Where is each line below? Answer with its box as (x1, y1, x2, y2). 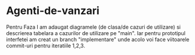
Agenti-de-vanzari (6, 4, 100, 18)
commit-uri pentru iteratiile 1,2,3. (6, 42, 86, 49)
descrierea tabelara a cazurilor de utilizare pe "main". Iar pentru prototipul (6, 29, 186, 36)
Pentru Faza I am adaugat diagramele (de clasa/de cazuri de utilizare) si (6, 23, 181, 30)
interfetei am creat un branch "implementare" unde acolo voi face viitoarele (6, 36, 190, 43)
